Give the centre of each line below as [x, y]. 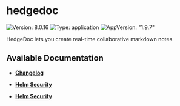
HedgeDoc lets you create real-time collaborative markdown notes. [90, 39]
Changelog [29, 73]
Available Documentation [55, 58]
